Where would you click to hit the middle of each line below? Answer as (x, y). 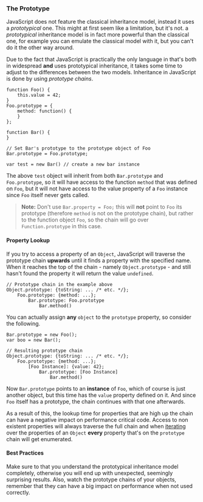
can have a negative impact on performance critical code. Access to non (97, 420)
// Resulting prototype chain (45, 350)
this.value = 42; (39, 96)
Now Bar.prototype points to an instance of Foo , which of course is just (96, 388)
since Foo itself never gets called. (48, 195)
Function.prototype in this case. (61, 226)
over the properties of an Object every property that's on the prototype (95, 433)
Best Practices (25, 453)
